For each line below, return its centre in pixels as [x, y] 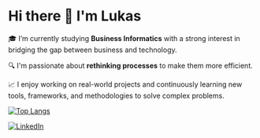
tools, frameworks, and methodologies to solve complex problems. [116, 95]
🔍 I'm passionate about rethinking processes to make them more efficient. [131, 65]
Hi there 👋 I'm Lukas [75, 16]
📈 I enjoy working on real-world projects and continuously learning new [125, 84]
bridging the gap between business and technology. [93, 50]
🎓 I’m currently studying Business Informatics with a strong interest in [124, 38]
